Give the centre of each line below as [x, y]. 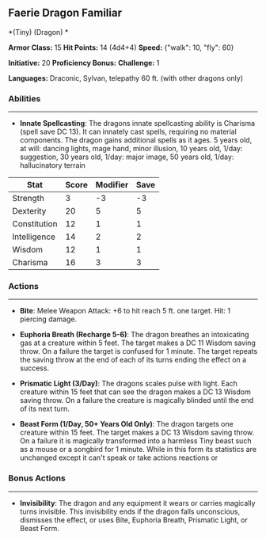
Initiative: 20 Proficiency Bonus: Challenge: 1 [84, 63]
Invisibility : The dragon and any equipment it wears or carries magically [137, 503]
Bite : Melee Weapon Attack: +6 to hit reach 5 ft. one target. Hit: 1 [125, 311]
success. [34, 368]
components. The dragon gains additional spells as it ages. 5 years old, [136, 140]
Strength [28, 199]
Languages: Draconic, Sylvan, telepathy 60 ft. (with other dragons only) [126, 78]
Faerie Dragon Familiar [65, 13]
